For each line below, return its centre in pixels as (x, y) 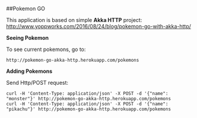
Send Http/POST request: (37, 83)
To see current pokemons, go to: (46, 49)
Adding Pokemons (29, 71)
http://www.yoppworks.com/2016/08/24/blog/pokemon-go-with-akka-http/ (99, 26)
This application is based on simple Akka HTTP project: (74, 20)
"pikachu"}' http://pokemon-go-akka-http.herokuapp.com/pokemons (88, 109)
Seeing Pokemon (28, 38)
